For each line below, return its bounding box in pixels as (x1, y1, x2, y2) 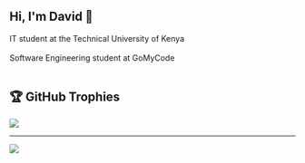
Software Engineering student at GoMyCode (9, 52, 175, 63)
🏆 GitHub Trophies (9, 90, 121, 105)
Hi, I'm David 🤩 (9, 9, 93, 24)
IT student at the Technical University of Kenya (9, 33, 185, 43)
